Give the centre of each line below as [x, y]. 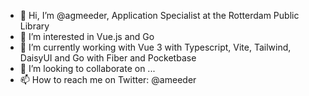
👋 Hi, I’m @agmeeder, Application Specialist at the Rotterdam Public [159, 15]
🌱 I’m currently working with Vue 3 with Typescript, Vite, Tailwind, [155, 47]
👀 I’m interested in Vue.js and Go [87, 36]
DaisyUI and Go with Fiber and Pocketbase [108, 58]
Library [34, 26]
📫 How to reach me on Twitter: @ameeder [108, 79]
